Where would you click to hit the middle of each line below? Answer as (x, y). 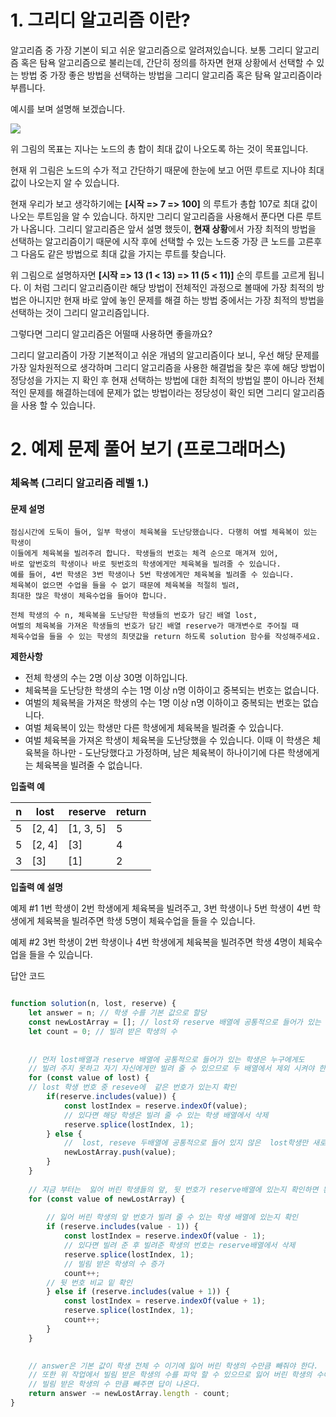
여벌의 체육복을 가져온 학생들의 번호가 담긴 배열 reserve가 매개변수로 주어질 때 (154, 626)
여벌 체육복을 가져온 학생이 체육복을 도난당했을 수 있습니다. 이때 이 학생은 (167, 740)
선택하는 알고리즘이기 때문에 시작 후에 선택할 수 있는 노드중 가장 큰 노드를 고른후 (166, 241)
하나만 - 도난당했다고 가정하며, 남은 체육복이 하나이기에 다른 (168, 753)
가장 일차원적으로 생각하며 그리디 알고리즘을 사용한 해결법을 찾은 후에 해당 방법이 (168, 367)
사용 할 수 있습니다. (58, 405)
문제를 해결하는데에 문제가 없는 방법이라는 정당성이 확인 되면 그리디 (159, 392)
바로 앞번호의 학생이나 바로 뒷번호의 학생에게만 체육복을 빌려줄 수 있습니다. (146, 564)
